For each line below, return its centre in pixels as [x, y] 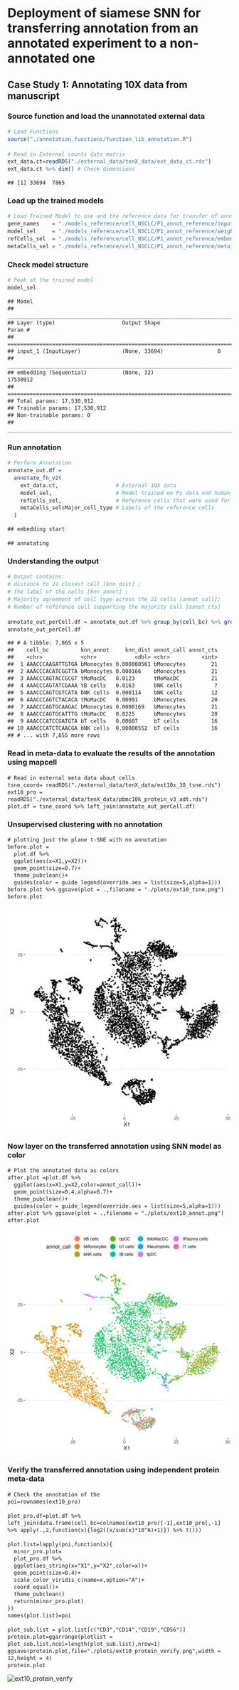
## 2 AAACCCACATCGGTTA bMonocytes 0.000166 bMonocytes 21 [113, 671]
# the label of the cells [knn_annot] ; [68, 592]
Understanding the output [53, 561]
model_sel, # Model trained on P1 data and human [126, 493]
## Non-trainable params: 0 [49, 415]
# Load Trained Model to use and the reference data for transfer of [113, 216]
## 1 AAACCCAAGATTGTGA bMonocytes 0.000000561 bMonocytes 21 [113, 664]
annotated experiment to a [87, 43]
